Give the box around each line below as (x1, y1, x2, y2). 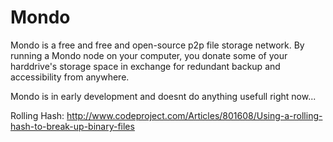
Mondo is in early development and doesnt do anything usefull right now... (10, 90, 317, 102)
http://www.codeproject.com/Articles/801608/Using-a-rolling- (66, 109, 323, 121)
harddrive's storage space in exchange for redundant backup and (10, 60, 281, 72)
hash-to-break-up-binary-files (10, 120, 135, 132)
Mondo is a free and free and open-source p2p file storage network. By (10, 39, 305, 51)
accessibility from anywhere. (10, 71, 130, 83)
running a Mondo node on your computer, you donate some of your (10, 49, 288, 61)
